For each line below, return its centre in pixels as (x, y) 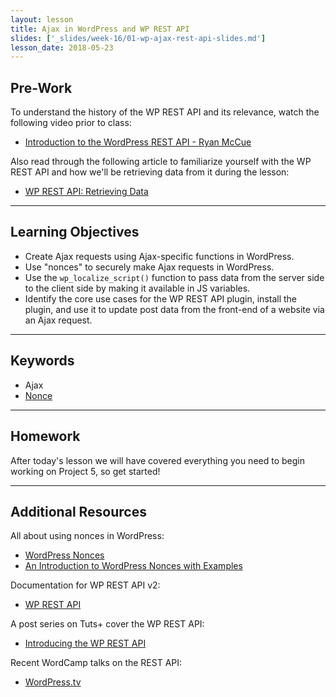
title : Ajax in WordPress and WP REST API (100, 29)
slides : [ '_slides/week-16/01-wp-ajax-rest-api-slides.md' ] (138, 38)
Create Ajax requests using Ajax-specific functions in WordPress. (159, 256)
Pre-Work (41, 87)
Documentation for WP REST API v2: (85, 585)
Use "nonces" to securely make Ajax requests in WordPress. (149, 267)
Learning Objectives (75, 232)
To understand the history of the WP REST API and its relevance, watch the (165, 112)
